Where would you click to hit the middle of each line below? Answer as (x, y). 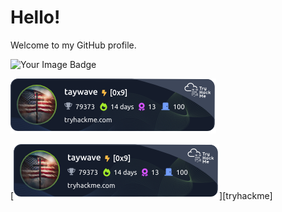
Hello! (35, 17)
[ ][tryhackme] (141, 195)
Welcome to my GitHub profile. (73, 45)
